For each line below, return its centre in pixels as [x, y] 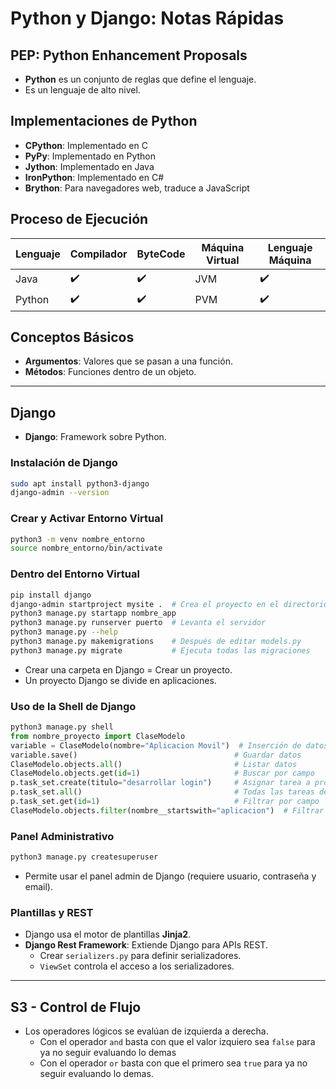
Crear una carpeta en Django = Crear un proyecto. [128, 669]
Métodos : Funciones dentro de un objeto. [110, 372]
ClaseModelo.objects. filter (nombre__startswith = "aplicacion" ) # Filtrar [167, 810]
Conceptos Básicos [72, 337]
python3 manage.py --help [64, 632]
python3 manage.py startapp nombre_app [93, 613]
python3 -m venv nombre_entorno [77, 539]
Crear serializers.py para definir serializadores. [140, 956]
